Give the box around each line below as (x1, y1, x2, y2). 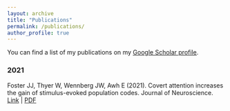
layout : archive (7, 10, 54, 17)
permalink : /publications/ (7, 23, 85, 30)
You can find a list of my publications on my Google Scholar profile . (7, 48, 199, 57)
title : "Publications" (7, 17, 73, 23)
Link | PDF (7, 96, 37, 104)
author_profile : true (7, 29, 70, 37)
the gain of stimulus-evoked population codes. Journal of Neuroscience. (7, 88, 213, 97)
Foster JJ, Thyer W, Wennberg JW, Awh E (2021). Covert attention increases (7, 81, 224, 90)
